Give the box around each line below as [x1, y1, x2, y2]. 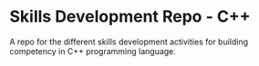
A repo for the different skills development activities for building [9, 36, 249, 47]
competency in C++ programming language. [9, 45, 176, 56]
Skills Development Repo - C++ [9, 6, 251, 27]
